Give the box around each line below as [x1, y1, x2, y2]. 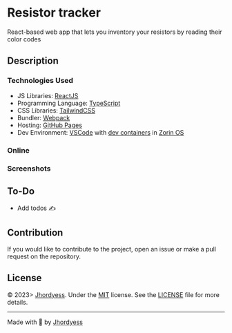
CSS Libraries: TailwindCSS [17, 106, 95, 115]
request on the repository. [7, 252, 81, 260]
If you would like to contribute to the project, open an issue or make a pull [7, 245, 216, 254]
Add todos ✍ [17, 204, 57, 212]
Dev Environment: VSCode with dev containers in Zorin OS [17, 128, 184, 136]
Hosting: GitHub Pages [17, 121, 83, 129]
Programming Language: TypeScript [17, 99, 121, 107]
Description [7, 55, 59, 67]
